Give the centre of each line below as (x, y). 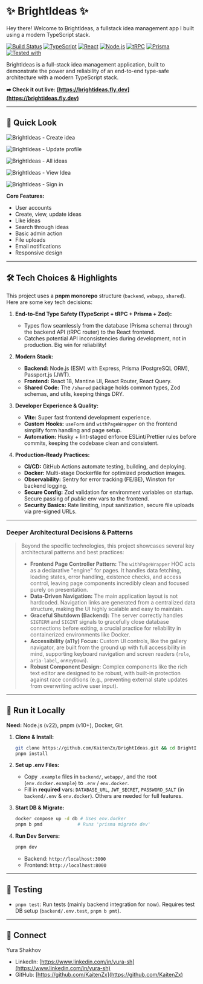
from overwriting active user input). (74, 686)
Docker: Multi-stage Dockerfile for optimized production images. (105, 473)
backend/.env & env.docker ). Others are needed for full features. (103, 796)
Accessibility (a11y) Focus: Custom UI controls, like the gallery (108, 641)
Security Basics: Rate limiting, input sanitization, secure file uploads (109, 505)
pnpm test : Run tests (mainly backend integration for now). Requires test (105, 904)
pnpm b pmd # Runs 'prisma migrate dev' (83, 824)
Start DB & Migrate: (40, 808)
